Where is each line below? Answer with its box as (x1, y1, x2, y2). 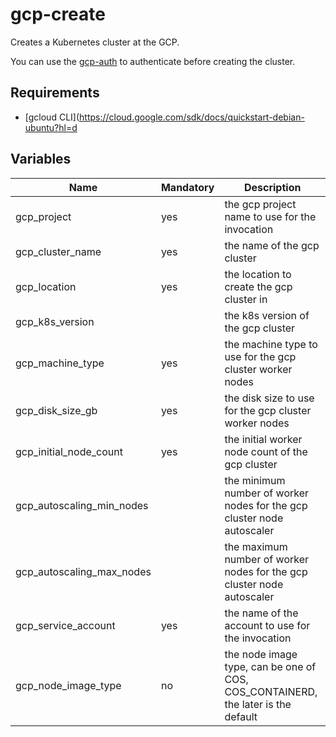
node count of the (224, 444, 308, 458)
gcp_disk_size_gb (15, 403, 98, 417)
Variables (10, 151, 72, 168)
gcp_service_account (15, 618, 116, 632)
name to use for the (224, 209, 317, 223)
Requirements (10, 84, 100, 102)
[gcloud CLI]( (24, 111, 80, 123)
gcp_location (15, 279, 77, 293)
